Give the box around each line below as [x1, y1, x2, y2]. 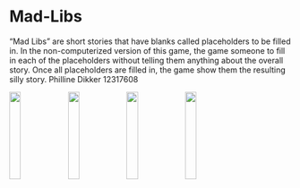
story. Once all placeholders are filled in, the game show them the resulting [9, 64, 287, 75]
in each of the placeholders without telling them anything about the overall [9, 55, 284, 65]
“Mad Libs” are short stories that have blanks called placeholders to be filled [9, 36, 291, 47]
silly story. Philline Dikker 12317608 [9, 73, 139, 84]
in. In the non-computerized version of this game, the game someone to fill [9, 45, 286, 56]
